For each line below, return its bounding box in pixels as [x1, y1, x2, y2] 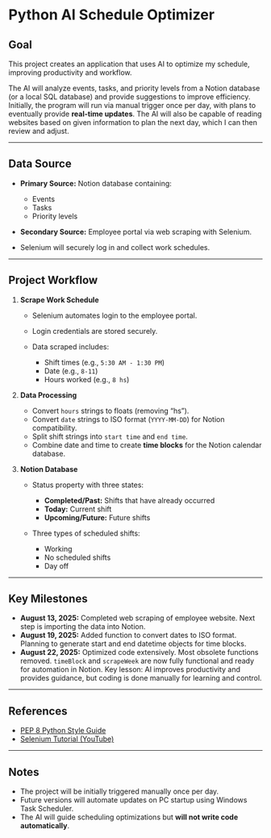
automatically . [19, 821, 70, 831]
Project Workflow [8, 273, 98, 287]
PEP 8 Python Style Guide [19, 726, 106, 736]
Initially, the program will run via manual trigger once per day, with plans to [8, 101, 256, 110]
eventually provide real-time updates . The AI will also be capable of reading [8, 109, 262, 119]
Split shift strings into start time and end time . [31, 432, 188, 441]
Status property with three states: [31, 480, 144, 490]
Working [44, 544, 73, 553]
